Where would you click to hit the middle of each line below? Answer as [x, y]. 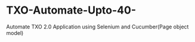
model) [15, 33]
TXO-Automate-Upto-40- [71, 10]
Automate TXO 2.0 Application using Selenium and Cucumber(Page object [97, 27]
